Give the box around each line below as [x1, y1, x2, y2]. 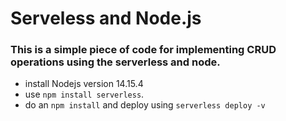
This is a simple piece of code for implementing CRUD [10, 43, 277, 57]
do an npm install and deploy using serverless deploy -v [24, 99, 266, 111]
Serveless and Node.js [10, 7, 202, 30]
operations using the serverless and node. [10, 55, 221, 69]
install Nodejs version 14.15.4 [24, 78, 144, 90]
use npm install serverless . [24, 88, 145, 101]
